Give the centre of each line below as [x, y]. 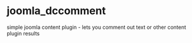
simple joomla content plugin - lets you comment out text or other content [97, 27]
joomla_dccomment [56, 11]
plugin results [23, 33]
